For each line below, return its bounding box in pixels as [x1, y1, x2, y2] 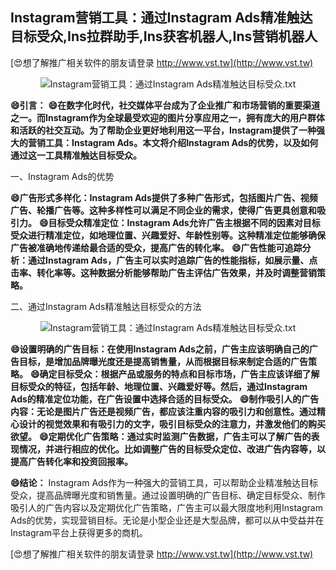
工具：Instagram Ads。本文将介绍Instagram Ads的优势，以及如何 [44, 136, 319, 148]
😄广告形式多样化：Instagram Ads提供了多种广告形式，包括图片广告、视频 [10, 191, 318, 203]
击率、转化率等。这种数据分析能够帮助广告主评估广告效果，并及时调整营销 [10, 266, 317, 278]
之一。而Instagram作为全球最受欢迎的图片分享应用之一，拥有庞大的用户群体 [10, 111, 326, 123]
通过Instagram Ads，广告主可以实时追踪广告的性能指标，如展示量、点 [27, 254, 318, 266]
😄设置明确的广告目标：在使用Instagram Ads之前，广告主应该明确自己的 [10, 343, 310, 355]
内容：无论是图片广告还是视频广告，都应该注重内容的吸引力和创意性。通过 [10, 405, 317, 417]
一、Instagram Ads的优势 [10, 170, 115, 182]
